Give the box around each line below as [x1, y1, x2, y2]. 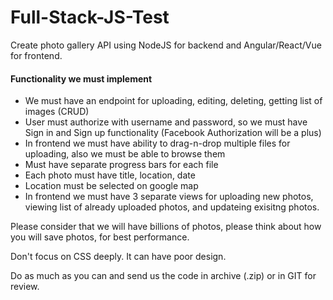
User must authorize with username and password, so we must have [24, 116, 308, 128]
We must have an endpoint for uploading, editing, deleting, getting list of [24, 95, 323, 107]
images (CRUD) [24, 106, 90, 118]
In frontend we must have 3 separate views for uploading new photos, [24, 191, 314, 203]
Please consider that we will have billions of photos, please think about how [10, 221, 322, 233]
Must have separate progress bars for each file [24, 159, 219, 171]
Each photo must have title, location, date [24, 169, 196, 181]
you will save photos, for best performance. [10, 231, 190, 243]
